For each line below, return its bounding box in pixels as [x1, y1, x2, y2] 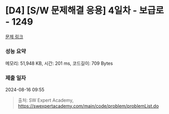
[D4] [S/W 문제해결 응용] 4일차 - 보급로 [5, 5, 164, 16]
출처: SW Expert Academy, [17, 97, 74, 103]
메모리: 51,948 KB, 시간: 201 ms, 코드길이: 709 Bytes [5, 60, 113, 67]
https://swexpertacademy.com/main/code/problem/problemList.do [17, 103, 159, 109]
